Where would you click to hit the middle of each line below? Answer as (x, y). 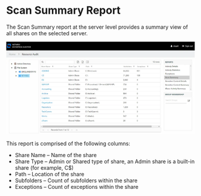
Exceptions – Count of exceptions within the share (77, 186)
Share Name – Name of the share (56, 155)
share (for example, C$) (44, 167)
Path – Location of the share (50, 174)
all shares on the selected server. (47, 33)
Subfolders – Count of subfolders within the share (76, 180)
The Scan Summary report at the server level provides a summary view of (97, 27)
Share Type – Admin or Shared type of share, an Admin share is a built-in (105, 161)
